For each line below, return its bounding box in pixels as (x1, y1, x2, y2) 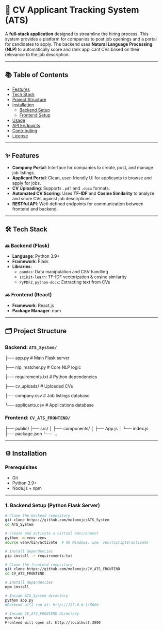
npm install (5, 585, 29, 590)
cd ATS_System (5, 522, 34, 527)
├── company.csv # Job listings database (5, 393, 90, 399)
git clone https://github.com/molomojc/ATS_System (5, 517, 110, 523)
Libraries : (12, 264, 32, 269)
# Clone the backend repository (5, 513, 70, 518)
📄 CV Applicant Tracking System (5, 4, 139, 16)
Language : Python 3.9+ (12, 253, 60, 259)
